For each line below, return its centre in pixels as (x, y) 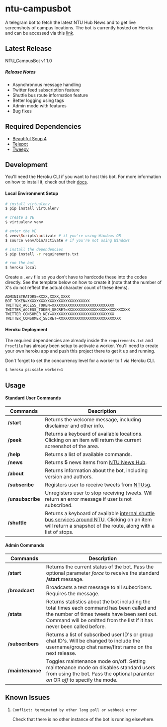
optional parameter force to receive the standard (103, 573)
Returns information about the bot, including (96, 470)
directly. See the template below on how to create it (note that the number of (83, 282)
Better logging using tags (38, 100)
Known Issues (28, 697)
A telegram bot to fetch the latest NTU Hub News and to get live (70, 22)
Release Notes (20, 72)
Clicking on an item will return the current (93, 440)
